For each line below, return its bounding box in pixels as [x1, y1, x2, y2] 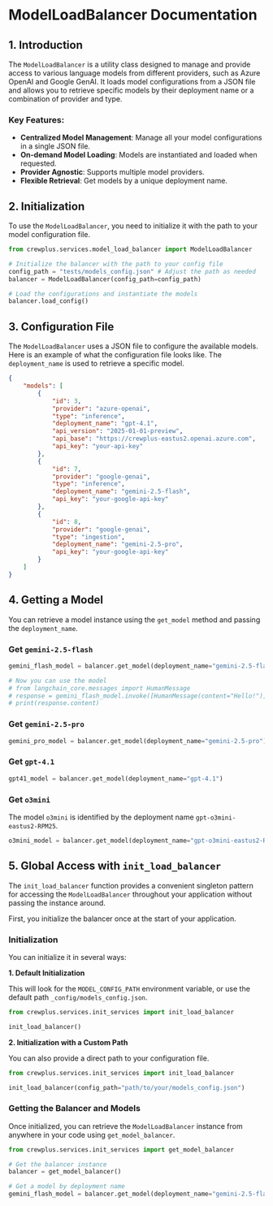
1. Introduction [8, 38, 83, 52]
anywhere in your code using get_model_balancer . [8, 1130, 175, 1139]
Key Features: [8, 114, 65, 125]
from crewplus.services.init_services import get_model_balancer [8, 1145, 234, 1154]
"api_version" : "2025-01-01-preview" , [51, 427, 184, 435]
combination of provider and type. [8, 94, 123, 103]
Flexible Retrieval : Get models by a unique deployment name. [19, 176, 227, 186]
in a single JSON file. [19, 141, 91, 151]
